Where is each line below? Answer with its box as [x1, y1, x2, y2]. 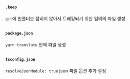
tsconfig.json [5, 57, 36, 62]
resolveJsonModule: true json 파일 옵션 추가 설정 [5, 68, 106, 74]
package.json [5, 31, 33, 36]
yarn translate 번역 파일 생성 [5, 42, 67, 48]
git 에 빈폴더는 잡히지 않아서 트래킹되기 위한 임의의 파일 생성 [5, 16, 125, 22]
